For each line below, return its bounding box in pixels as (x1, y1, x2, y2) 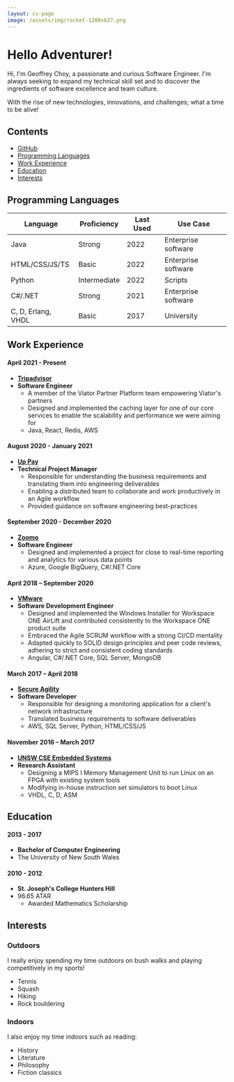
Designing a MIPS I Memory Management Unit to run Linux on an (27, 768, 214, 777)
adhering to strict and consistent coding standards (27, 646, 173, 655)
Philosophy (17, 1061, 50, 1069)
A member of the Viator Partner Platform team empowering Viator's (27, 388, 221, 397)
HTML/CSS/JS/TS (10, 259, 70, 269)
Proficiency (79, 219, 119, 229)
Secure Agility (17, 685, 60, 694)
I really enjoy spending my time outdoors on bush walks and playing (7, 957, 202, 965)
